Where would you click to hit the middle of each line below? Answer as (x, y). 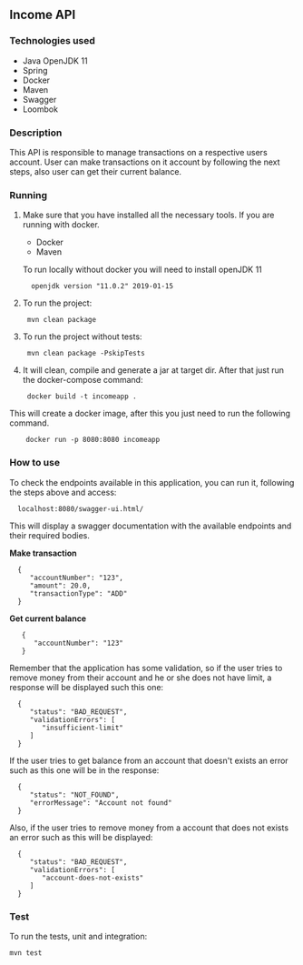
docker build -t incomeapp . (82, 397)
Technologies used (52, 41)
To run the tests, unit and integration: (78, 936)
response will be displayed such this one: (87, 687)
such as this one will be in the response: (84, 770)
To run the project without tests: (82, 337)
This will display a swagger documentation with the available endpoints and (151, 526)
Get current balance (48, 618)
